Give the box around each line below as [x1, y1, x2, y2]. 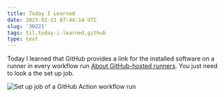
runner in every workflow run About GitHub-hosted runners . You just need [7, 62, 218, 70]
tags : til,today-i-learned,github [7, 29, 107, 36]
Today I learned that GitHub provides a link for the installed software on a [7, 54, 215, 63]
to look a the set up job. [7, 69, 74, 78]
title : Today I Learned [7, 10, 76, 17]
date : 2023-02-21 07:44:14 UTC [7, 17, 97, 23]
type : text [7, 36, 39, 43]
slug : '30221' [7, 23, 48, 30]
